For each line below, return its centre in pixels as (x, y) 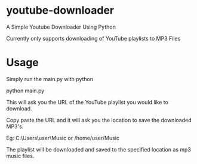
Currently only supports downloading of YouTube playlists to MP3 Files (93, 38)
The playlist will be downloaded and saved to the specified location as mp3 (98, 149)
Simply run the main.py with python (50, 79)
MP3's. (15, 126)
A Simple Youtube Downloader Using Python (61, 27)
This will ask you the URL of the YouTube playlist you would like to (87, 102)
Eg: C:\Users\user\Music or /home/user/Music (63, 138)
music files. (20, 156)
